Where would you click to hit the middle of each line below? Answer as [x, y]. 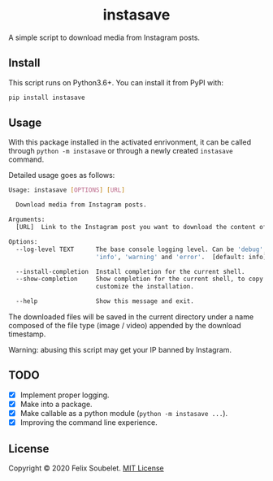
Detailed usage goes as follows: [62, 175]
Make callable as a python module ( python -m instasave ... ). [124, 413]
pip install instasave [47, 97]
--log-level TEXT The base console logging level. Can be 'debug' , [141, 249]
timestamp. [27, 334]
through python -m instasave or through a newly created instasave [121, 151]
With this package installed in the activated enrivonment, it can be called [130, 142]
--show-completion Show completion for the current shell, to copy [140, 279]
